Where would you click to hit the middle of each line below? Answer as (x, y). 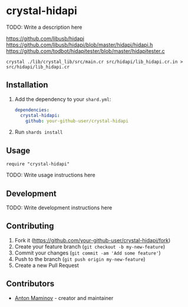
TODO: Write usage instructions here (51, 175)
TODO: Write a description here (44, 27)
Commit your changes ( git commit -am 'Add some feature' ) (88, 253)
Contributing (30, 226)
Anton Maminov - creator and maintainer (64, 298)
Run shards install (39, 132)
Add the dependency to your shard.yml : (63, 99)
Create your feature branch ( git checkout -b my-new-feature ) (90, 246)
